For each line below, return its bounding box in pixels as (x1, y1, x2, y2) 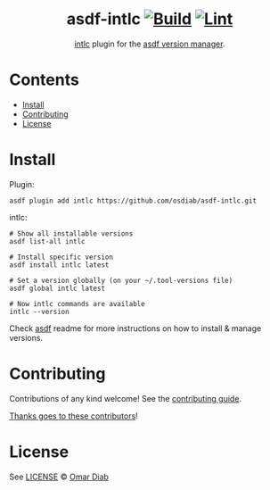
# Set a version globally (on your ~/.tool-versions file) (9, 276, 233, 285)
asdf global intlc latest (9, 284, 105, 293)
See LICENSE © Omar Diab (9, 471, 110, 482)
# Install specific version (9, 253, 114, 262)
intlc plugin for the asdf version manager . (74, 38, 225, 49)
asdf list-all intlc (9, 237, 86, 245)
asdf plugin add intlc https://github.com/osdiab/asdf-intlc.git (9, 196, 257, 205)
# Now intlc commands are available (9, 299, 145, 308)
